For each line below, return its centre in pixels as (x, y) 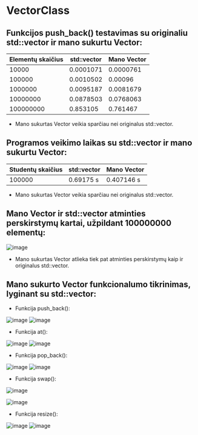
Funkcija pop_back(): (41, 356)
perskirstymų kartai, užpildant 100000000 (89, 223)
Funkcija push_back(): (42, 308)
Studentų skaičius (36, 169)
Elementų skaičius (36, 59)
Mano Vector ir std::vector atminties (76, 214)
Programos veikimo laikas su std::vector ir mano (99, 143)
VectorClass (38, 11)
